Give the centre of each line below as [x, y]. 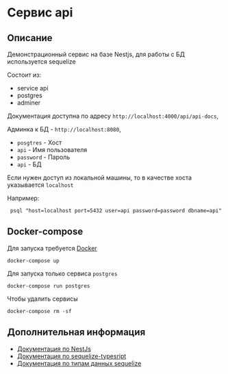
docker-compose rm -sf [39, 311]
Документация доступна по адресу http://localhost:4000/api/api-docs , [113, 116]
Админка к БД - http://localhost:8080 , [64, 129]
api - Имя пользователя [52, 150]
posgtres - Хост [39, 142]
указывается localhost [40, 185]
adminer [29, 103]
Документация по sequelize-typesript [72, 356]
